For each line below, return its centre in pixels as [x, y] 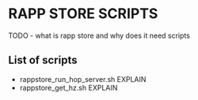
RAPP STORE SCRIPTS [83, 14]
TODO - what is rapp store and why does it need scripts [99, 35]
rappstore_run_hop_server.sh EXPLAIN [83, 79]
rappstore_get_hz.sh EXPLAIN [69, 87]
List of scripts [43, 60]
